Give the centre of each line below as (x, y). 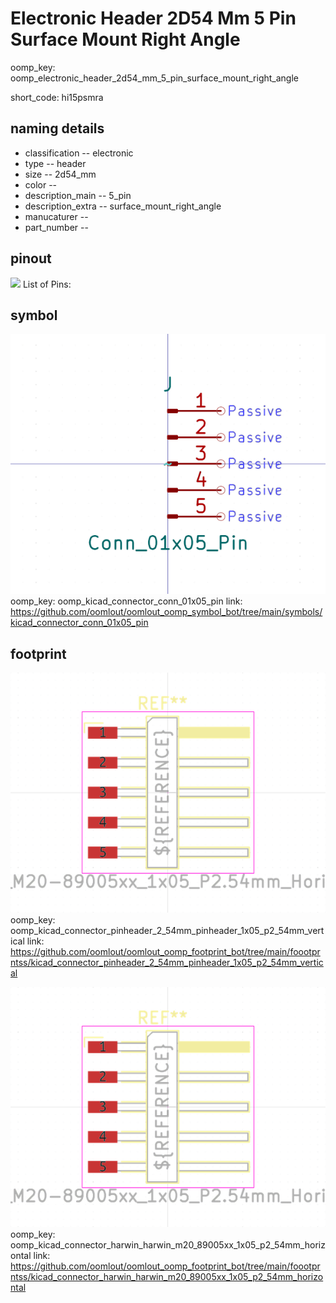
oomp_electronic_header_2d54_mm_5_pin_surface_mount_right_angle (154, 78)
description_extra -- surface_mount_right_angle (123, 206)
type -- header (55, 163)
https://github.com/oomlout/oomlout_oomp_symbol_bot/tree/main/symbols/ (166, 612)
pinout (31, 258)
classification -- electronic (79, 153)
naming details (57, 128)
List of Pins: (47, 284)
